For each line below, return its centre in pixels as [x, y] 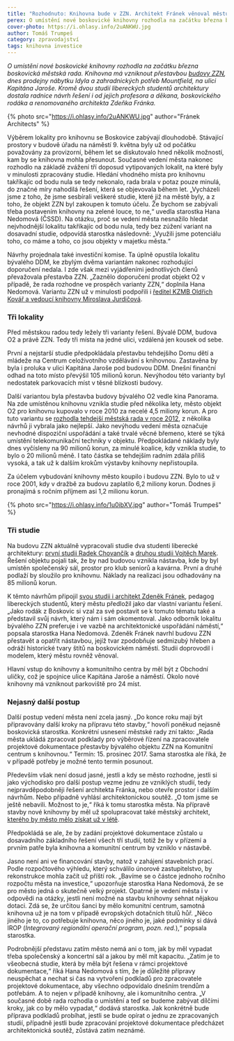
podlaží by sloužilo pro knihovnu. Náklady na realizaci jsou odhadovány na [114, 575]
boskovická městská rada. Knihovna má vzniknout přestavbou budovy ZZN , [117, 73]
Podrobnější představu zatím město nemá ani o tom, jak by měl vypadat [110, 948]
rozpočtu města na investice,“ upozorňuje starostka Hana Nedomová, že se [116, 883]
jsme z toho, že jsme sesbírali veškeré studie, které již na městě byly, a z [111, 197]
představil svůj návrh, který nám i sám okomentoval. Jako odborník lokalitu [114, 618]
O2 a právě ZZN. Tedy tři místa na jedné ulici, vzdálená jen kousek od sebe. [116, 340]
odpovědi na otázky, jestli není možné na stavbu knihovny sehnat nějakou [112, 898]
